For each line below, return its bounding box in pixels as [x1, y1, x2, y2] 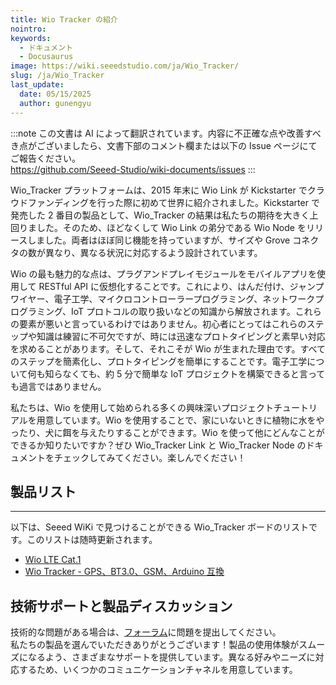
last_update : [10, 80, 65, 90]
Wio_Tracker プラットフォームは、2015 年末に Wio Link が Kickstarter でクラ [10, 184, 325, 196]
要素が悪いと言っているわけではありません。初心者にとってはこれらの [18, 317, 307, 330]
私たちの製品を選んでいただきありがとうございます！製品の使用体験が [10, 639, 300, 651]
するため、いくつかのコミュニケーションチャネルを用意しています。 [18, 664, 298, 676]
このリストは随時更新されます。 [26, 534, 158, 546]
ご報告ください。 [10, 152, 81, 164]
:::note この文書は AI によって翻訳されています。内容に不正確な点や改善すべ [10, 127, 322, 139]
